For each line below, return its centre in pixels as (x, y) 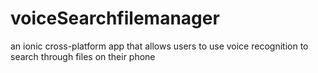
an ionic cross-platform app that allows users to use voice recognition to (159, 46)
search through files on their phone (83, 56)
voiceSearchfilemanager (115, 18)
